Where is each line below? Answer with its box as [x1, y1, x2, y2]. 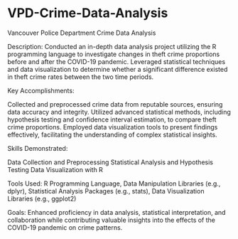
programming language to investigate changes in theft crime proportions [7, 50, 220, 58]
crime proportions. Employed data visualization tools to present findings [7, 122, 218, 131]
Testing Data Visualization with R [7, 165, 103, 174]
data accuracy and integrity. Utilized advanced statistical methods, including [7, 107, 231, 116]
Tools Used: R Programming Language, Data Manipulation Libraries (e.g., [7, 179, 221, 188]
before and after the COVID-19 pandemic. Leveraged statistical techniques [7, 57, 226, 65]
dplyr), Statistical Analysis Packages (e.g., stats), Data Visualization [7, 186, 205, 195]
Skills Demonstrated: [7, 144, 68, 152]
